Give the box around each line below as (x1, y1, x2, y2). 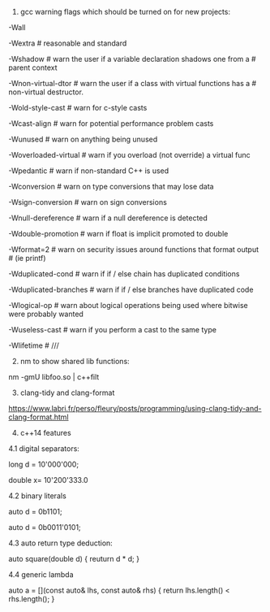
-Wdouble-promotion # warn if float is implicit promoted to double (8, 229, 229, 238)
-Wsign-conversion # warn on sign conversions (8, 197, 168, 206)
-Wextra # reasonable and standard (8, 38, 127, 48)
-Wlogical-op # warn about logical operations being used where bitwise (8, 301, 249, 310)
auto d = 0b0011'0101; (8, 523, 81, 532)
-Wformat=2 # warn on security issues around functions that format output (8, 245, 259, 254)
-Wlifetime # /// (8, 341, 59, 350)
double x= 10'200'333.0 (8, 475, 88, 484)
